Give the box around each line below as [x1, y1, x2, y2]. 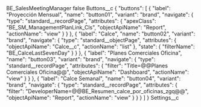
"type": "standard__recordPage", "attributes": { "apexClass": [6, 17, 156, 25]
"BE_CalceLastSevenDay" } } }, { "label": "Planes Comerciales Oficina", [6, 49, 182, 57]
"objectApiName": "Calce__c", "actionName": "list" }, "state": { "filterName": [6, 43, 195, 50]
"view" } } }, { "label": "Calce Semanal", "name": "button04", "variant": [6, 75, 181, 82]
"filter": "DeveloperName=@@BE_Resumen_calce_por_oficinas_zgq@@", [6, 88, 189, 94]
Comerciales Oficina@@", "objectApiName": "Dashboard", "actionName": [6, 69, 189, 76]
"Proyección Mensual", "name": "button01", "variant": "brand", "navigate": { [6, 11, 194, 18]
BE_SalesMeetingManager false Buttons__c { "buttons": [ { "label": [6, 5, 171, 11]
